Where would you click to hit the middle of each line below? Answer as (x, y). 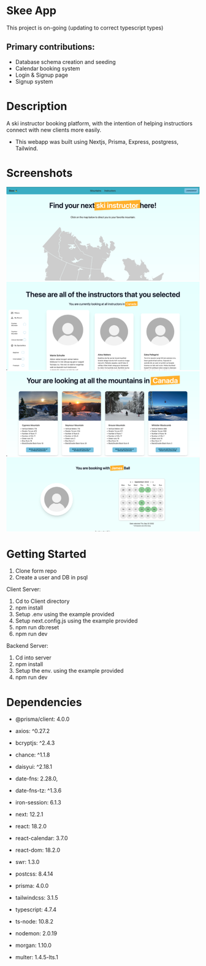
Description (37, 106)
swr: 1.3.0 (27, 862)
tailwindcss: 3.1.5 (36, 898)
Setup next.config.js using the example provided (76, 621)
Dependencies (44, 702)
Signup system (34, 81)
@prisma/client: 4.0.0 (42, 719)
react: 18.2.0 (31, 827)
